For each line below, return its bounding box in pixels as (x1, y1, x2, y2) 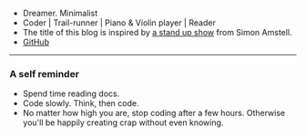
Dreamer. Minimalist (22, 8, 98, 18)
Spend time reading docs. (22, 88, 120, 99)
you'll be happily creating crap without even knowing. (22, 117, 224, 128)
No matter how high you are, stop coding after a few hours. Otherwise (22, 108, 285, 119)
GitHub (22, 36, 50, 47)
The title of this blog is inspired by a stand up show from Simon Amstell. (22, 27, 293, 37)
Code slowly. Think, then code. (22, 98, 139, 109)
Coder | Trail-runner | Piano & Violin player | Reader (22, 17, 216, 28)
